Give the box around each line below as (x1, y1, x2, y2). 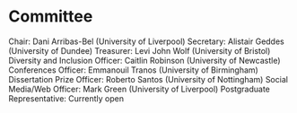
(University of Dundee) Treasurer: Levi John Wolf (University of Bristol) (8, 45, 271, 56)
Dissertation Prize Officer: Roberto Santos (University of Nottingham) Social (8, 74, 289, 84)
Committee (8, 6, 93, 27)
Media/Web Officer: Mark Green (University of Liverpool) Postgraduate (8, 83, 271, 94)
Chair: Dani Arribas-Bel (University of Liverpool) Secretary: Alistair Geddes (8, 36, 284, 47)
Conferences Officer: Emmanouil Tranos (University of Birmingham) (8, 65, 259, 75)
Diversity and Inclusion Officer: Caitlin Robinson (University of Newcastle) (8, 55, 281, 65)
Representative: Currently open (8, 92, 125, 104)
